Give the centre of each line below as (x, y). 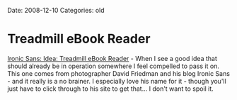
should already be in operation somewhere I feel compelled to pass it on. (113, 66)
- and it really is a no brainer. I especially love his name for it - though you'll (117, 81)
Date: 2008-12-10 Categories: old (56, 10)
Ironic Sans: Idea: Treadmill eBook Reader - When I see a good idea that (112, 58)
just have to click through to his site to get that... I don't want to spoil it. (110, 89)
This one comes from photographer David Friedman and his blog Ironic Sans (118, 73)
